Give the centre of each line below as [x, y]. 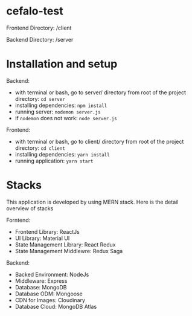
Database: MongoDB [41, 287]
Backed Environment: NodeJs [52, 274]
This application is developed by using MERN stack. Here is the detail [92, 202]
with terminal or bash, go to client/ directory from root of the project [99, 141]
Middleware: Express [41, 281]
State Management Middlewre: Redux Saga [69, 251]
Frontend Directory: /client [39, 28]
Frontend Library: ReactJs [47, 231]
